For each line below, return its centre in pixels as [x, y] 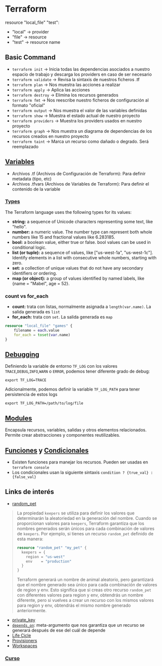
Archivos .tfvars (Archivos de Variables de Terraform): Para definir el [81, 184]
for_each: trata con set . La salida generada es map [62, 317]
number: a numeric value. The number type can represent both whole [82, 232]
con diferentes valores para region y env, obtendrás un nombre [80, 595]
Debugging [22, 355]
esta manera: [30, 539]
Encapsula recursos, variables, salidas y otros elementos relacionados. [76, 430]
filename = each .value [37, 331]
